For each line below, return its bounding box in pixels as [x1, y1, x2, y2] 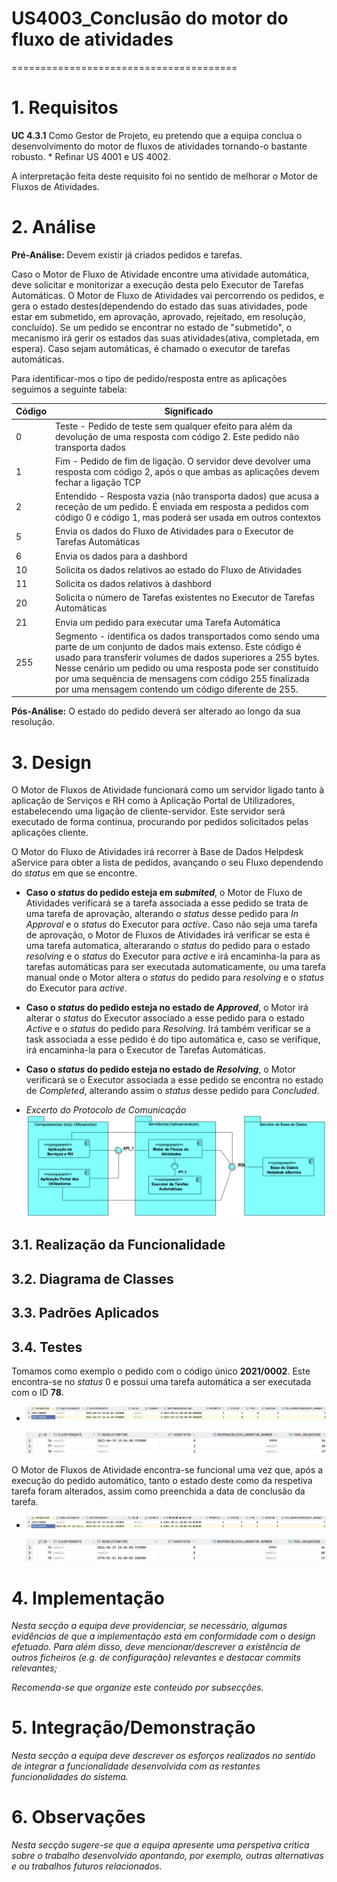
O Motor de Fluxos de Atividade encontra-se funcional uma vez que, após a [11, 1463, 324, 1476]
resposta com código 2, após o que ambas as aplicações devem [55, 465, 320, 477]
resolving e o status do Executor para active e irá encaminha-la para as [25, 950, 321, 962]
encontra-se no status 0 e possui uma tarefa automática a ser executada [11, 1375, 312, 1387]
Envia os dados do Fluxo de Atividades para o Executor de [55, 525, 294, 537]
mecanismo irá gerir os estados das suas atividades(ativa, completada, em [11, 332, 320, 344]
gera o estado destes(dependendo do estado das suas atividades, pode [11, 300, 308, 312]
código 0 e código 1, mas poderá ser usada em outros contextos [55, 512, 321, 524]
